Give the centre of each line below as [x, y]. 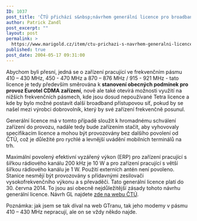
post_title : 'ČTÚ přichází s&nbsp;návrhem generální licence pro [87, 17]
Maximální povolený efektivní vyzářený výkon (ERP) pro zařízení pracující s [96, 157]
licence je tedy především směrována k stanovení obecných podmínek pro [97, 84]
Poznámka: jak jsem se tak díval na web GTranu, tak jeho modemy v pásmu [97, 205]
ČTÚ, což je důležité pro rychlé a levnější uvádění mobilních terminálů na [94, 139]
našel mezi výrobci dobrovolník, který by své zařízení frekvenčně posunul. [96, 109]
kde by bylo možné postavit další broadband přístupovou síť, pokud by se [95, 103]
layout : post [22, 33]
